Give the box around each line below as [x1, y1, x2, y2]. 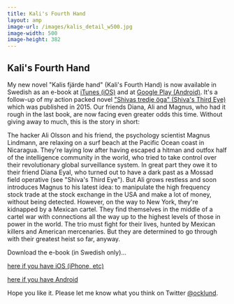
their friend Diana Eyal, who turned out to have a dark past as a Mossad [7, 168, 214, 176]
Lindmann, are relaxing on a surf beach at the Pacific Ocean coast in [7, 138, 205, 146]
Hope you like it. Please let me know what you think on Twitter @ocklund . [7, 289, 219, 297]
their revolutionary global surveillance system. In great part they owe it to [7, 160, 218, 169]
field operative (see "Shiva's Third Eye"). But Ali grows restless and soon [7, 175, 217, 183]
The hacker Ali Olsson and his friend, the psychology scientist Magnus [7, 130, 211, 139]
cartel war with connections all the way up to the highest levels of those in [7, 212, 221, 220]
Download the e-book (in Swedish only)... [7, 248, 127, 257]
